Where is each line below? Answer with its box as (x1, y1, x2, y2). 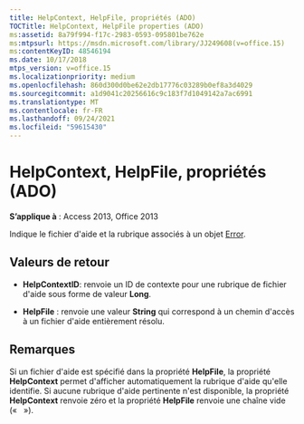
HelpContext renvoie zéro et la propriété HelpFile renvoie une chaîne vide (9, 395, 287, 406)
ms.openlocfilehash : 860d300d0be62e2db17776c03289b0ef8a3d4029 (9, 81, 253, 90)
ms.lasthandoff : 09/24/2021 (9, 114, 116, 123)
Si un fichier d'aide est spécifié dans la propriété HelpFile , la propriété (9, 366, 271, 377)
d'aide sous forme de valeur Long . (22, 288, 152, 299)
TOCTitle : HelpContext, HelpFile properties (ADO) (9, 22, 204, 31)
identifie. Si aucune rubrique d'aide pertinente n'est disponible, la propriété (9, 385, 290, 396)
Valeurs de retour (9, 255, 110, 270)
